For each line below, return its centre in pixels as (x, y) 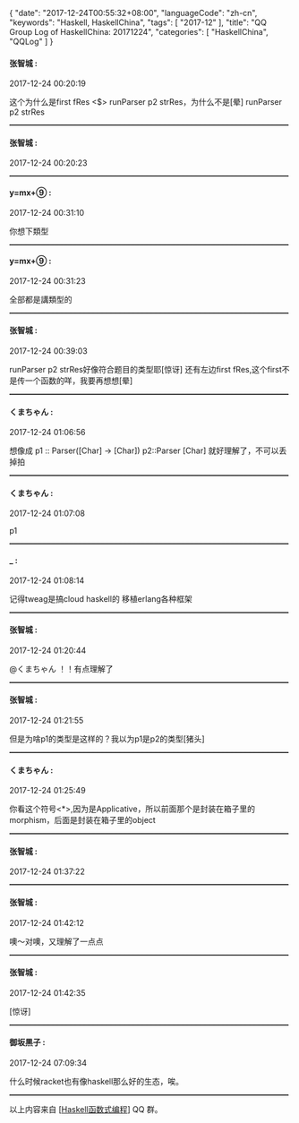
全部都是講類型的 (41, 299)
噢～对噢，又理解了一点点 (56, 941)
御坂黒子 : (27, 1042)
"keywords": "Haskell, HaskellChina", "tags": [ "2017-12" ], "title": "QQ (138, 22)
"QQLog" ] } (31, 41)
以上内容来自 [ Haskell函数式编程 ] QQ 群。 (86, 1110)
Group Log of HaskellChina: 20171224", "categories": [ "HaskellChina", (139, 32)
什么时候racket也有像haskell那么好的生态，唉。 (97, 1082)
